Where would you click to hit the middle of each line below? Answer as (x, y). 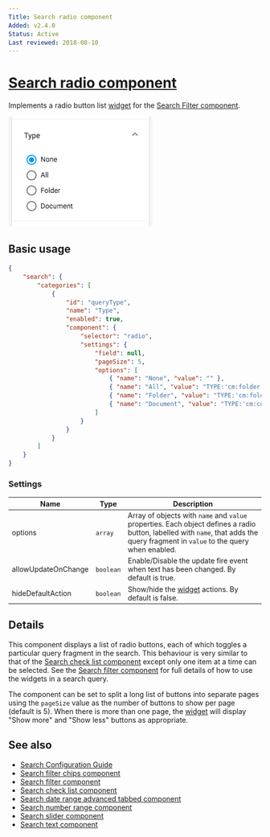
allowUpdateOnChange (50, 569)
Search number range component (76, 807)
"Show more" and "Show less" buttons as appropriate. (98, 720)
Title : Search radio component (61, 17)
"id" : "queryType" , (98, 302)
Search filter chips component (70, 773)
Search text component (59, 824)
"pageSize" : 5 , (120, 362)
